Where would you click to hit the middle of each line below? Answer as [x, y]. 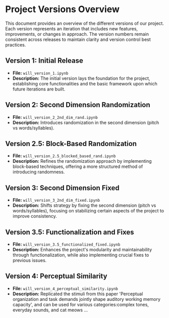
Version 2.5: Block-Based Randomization [71, 143]
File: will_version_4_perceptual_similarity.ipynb [65, 288]
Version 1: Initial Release [44, 61]
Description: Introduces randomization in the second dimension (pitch [86, 122]
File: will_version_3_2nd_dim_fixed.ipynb [56, 200]
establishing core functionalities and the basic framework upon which [85, 83]
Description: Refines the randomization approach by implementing [82, 161]
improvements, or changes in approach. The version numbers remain [77, 34]
